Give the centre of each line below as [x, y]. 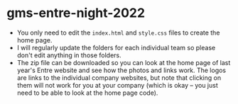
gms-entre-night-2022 [76, 13]
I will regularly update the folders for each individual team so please [116, 47]
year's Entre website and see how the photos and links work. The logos [121, 70]
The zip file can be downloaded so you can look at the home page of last [124, 62]
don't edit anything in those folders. [69, 55]
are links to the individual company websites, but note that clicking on [119, 77]
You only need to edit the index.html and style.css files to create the [118, 33]
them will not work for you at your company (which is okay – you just [117, 85]
